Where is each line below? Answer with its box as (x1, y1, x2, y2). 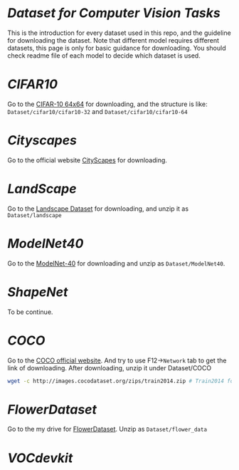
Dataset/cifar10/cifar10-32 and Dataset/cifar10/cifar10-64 (7, 107, 188, 115)
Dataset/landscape (7, 211, 62, 219)
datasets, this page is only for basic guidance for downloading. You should (7, 43, 226, 52)
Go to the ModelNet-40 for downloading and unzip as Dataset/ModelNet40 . (7, 258, 225, 268)
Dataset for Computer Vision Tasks (7, 5, 221, 21)
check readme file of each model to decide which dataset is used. (7, 51, 201, 60)
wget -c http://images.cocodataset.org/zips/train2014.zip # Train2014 (7, 377, 224, 385)
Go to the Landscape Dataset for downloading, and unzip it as (7, 204, 189, 213)
